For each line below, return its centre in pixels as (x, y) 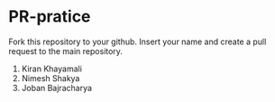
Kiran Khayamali (52, 69)
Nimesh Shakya (50, 78)
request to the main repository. (66, 51)
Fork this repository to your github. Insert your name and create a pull (137, 42)
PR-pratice (50, 17)
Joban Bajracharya (56, 88)
